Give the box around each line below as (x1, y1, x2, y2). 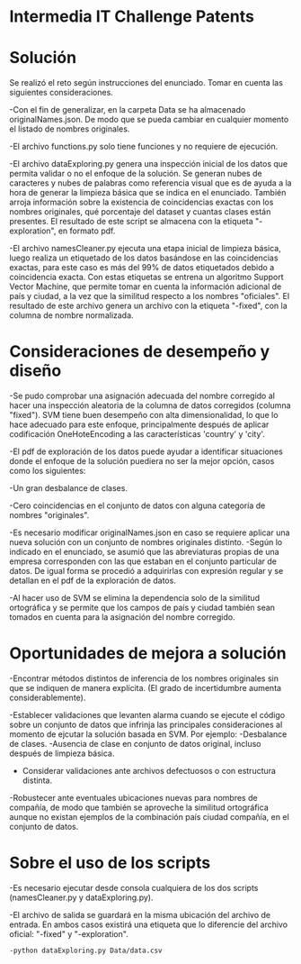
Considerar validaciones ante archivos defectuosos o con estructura (22, 766, 277, 776)
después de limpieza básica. (9, 748, 115, 759)
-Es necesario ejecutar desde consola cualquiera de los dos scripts (9, 882, 259, 893)
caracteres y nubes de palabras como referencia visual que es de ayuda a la (9, 177, 292, 188)
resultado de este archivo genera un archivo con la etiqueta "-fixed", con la (9, 300, 288, 312)
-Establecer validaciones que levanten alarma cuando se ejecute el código (9, 710, 286, 720)
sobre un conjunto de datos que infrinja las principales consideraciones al (9, 719, 283, 730)
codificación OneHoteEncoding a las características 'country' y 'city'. (9, 429, 265, 440)
